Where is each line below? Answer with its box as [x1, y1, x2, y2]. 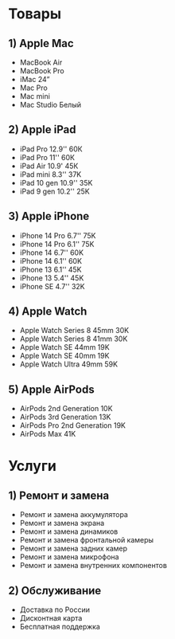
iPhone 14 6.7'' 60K [19, 248, 84, 257]
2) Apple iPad [8, 123, 76, 136]
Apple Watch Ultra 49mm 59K [19, 359, 118, 369]
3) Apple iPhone [8, 210, 90, 223]
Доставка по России [19, 605, 90, 614]
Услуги [8, 457, 57, 475]
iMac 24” [19, 75, 50, 84]
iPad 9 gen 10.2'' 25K [19, 186, 90, 196]
